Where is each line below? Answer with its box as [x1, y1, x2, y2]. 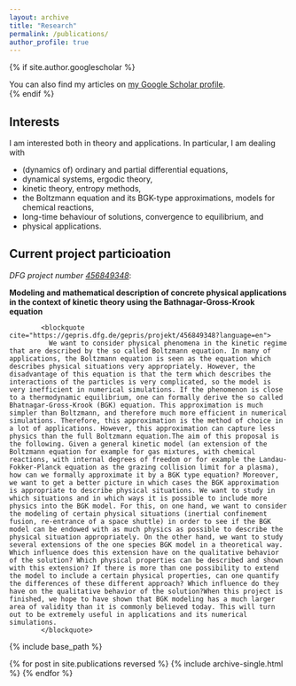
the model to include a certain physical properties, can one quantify [9, 571, 279, 581]
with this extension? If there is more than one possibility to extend [9, 564, 279, 573]
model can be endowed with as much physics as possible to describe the [9, 525, 284, 534]
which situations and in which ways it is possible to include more [9, 494, 268, 503]
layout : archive [9, 12, 69, 22]
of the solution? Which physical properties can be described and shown [9, 556, 284, 565]
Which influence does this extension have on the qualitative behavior [9, 548, 279, 557]
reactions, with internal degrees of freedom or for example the [9, 455, 255, 464]
